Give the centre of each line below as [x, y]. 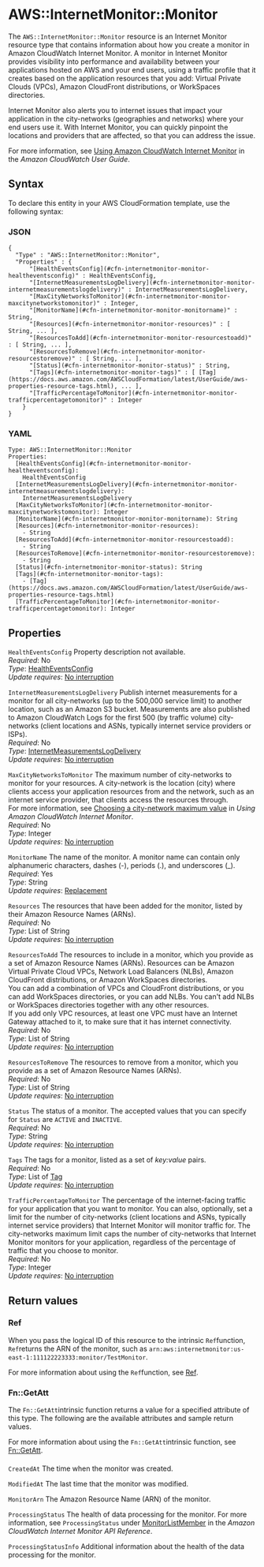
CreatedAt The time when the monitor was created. [91, 1468]
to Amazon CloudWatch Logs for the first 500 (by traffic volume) [113, 718]
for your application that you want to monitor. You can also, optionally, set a [130, 1209]
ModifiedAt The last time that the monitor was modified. [99, 1483]
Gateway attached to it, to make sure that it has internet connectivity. [120, 1022]
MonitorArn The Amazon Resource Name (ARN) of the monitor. [110, 1499]
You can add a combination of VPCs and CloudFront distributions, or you [126, 989]
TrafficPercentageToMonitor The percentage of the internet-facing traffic [127, 1200]
